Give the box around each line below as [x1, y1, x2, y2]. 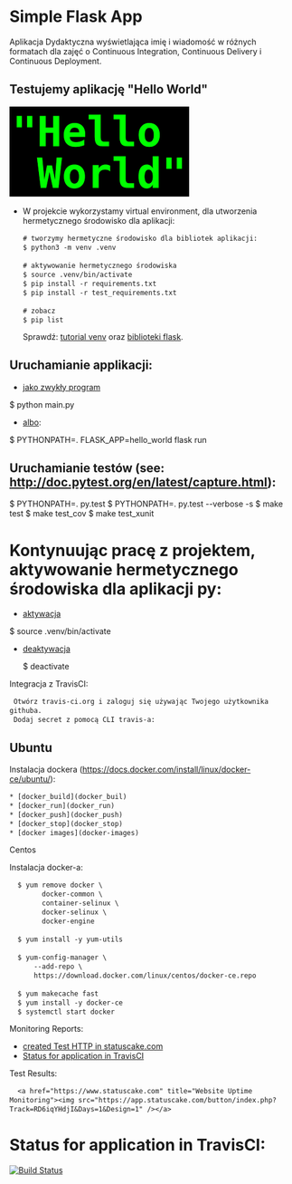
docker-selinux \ [42, 908, 107, 917]
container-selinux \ [42, 899, 119, 908]
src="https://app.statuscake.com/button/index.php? [78, 1096, 278, 1105]
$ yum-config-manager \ [17, 953, 107, 962]
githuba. [9, 707, 42, 716]
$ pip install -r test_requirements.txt [22, 288, 177, 297]
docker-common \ [42, 890, 103, 899]
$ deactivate [22, 661, 70, 672]
